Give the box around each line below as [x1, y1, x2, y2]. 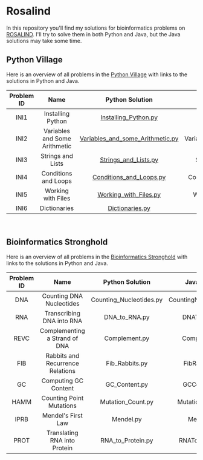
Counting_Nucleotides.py [91, 295, 163, 304]
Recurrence [45, 359, 80, 367]
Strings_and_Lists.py [99, 156, 159, 164]
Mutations [48, 401, 77, 410]
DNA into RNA [42, 317, 83, 325]
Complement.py [104, 334, 150, 343]
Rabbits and [45, 351, 80, 360]
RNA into [50, 436, 76, 444]
